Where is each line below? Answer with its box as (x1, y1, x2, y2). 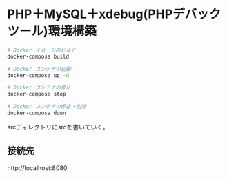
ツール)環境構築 (7, 23, 97, 39)
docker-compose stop (7, 91, 67, 98)
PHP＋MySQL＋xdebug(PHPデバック (7, 6, 221, 22)
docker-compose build (7, 53, 70, 60)
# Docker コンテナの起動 (7, 65, 71, 72)
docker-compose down (7, 109, 67, 117)
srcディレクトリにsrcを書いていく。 (7, 123, 109, 131)
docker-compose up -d (7, 72, 70, 79)
